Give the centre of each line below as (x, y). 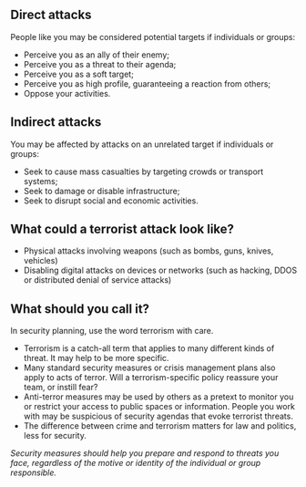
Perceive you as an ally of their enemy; (96, 55)
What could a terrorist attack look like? (122, 229)
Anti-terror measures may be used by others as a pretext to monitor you (158, 397)
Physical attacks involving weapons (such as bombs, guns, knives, (148, 251)
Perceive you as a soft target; (79, 74)
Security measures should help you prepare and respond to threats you (145, 453)
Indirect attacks (56, 122)
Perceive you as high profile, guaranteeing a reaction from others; (147, 83)
